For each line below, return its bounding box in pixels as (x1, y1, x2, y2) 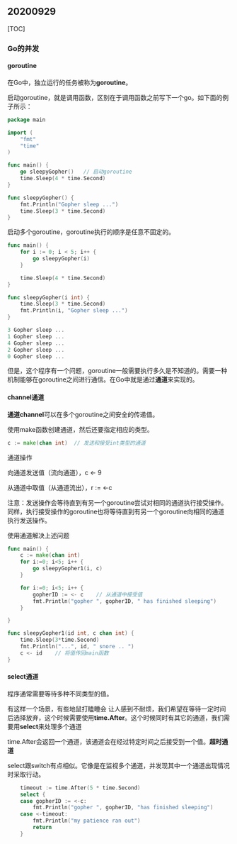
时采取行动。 (7, 770, 45, 779)
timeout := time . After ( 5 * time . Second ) (20, 784, 141, 792)
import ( (7, 129, 33, 136)
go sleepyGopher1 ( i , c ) (33, 565, 103, 572)
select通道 (7, 672, 39, 681)
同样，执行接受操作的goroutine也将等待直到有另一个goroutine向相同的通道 (7, 507, 225, 516)
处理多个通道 (44, 722, 82, 731)
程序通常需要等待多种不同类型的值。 (7, 689, 113, 698)
